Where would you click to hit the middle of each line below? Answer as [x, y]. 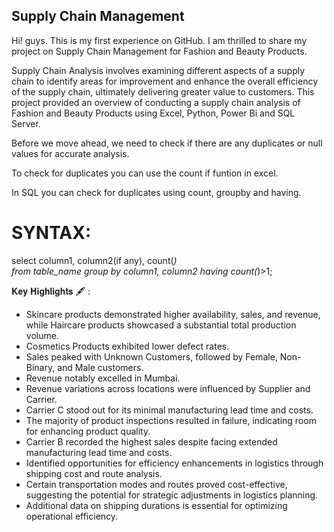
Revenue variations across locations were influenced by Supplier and [168, 388]
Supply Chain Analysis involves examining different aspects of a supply [158, 70]
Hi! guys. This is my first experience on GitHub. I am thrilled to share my [159, 40]
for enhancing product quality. [88, 431]
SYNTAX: [51, 233]
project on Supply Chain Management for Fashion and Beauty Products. [159, 51]
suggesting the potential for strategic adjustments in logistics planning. [172, 495]
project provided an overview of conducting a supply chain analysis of [156, 102]
